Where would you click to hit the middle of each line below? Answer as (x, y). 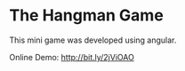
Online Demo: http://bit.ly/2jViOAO (72, 57)
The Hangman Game (87, 16)
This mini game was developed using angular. (93, 40)
